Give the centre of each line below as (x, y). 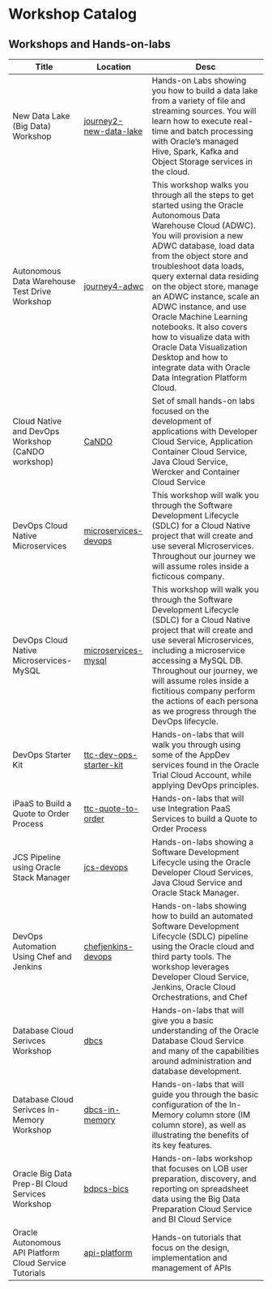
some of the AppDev (191, 755)
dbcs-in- (102, 1110)
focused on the (181, 411)
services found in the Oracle (206, 765)
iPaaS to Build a (42, 803)
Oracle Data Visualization (200, 347)
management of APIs (192, 1268)
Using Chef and (42, 956)
